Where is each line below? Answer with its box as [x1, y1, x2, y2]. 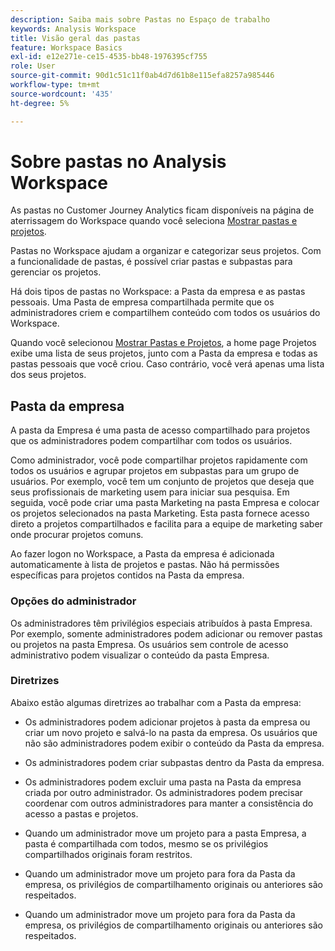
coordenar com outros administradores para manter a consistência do [24, 797, 314, 809]
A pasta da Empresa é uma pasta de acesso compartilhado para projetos [10, 424, 311, 436]
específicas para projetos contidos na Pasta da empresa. [10, 569, 245, 581]
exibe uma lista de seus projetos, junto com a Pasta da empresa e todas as [10, 347, 318, 360]
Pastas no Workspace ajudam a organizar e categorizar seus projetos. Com [10, 245, 322, 257]
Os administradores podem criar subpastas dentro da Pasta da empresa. [24, 756, 325, 768]
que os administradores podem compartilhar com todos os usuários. [10, 435, 293, 447]
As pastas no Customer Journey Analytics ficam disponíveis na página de [10, 204, 315, 216]
